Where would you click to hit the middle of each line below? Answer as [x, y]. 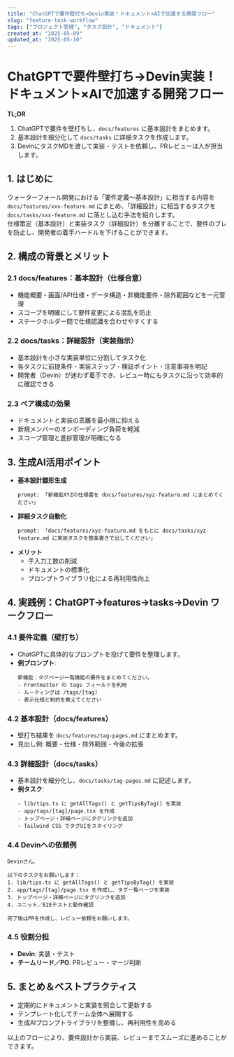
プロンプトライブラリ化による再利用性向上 [89, 578]
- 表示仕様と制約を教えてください [59, 700]
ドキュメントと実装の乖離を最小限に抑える [79, 421]
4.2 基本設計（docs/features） [60, 718]
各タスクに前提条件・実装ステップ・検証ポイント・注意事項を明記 [112, 366]
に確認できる [36, 383]
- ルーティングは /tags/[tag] [57, 692]
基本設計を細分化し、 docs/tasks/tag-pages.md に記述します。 [106, 780]
